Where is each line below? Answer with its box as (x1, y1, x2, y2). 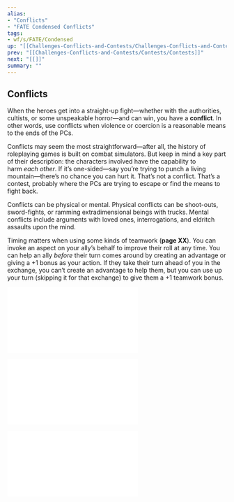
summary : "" (7, 62, 42, 69)
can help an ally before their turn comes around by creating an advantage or (7, 251, 226, 259)
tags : (7, 29, 23, 37)
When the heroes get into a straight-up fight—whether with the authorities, (7, 106, 221, 115)
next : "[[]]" (7, 56, 45, 63)
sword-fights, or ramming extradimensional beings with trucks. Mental (7, 208, 209, 217)
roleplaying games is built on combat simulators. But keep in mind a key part (7, 150, 226, 158)
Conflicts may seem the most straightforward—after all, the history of (7, 143, 206, 151)
